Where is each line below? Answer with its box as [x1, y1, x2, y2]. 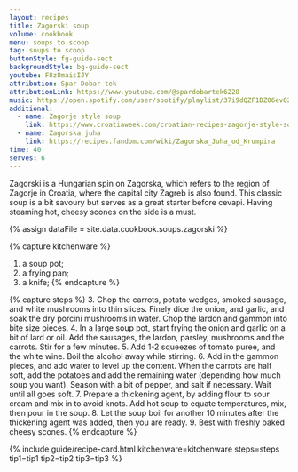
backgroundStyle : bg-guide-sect [9, 63, 129, 72]
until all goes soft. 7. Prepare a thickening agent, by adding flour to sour [9, 388, 271, 399]
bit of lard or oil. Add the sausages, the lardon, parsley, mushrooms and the [9, 332, 285, 342]
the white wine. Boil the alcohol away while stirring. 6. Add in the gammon [9, 350, 279, 361]
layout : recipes [9, 12, 69, 22]
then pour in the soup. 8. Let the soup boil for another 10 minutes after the [9, 407, 279, 418]
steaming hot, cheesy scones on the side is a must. [9, 206, 197, 217]
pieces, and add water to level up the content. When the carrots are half [9, 360, 272, 371]
